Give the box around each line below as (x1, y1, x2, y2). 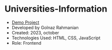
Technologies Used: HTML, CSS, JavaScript (11, 35, 101, 41)
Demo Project (11, 19, 40, 25)
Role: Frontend (11, 40, 42, 46)
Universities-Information (4, 3, 108, 15)
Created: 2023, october (11, 30, 59, 35)
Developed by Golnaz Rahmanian (11, 24, 79, 30)
